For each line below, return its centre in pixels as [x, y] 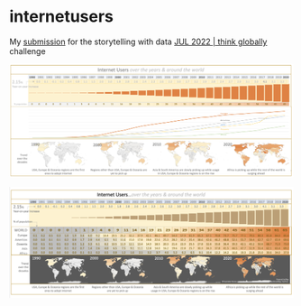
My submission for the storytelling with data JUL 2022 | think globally [138, 42]
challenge [28, 51]
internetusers [62, 17]
